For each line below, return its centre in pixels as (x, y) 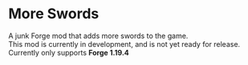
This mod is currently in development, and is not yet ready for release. (124, 44)
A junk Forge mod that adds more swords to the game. (98, 36)
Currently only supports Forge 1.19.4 (69, 52)
